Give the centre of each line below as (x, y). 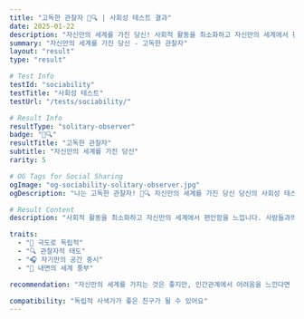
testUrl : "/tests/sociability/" (70, 101)
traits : (24, 235)
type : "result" (38, 60)
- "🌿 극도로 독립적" (51, 243)
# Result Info (36, 118)
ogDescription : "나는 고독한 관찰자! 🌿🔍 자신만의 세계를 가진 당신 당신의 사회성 (145, 193)
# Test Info (32, 77)
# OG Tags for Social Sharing (66, 176)
